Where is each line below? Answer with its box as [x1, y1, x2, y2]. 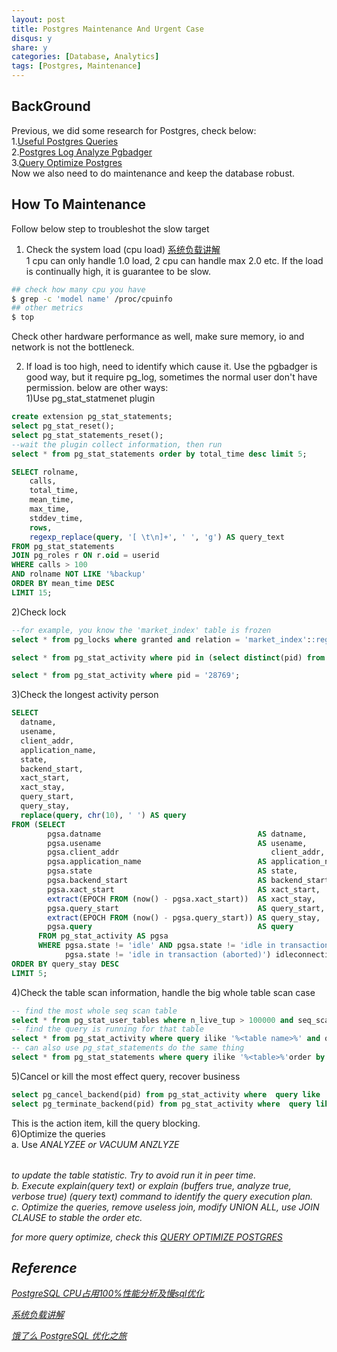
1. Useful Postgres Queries [11, 135, 119, 147]
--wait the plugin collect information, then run [11, 439, 223, 450]
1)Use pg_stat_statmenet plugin [25, 392, 156, 405]
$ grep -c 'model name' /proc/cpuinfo [11, 294, 173, 304]
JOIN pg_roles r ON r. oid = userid [11, 551, 160, 561]
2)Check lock [11, 606, 67, 618]
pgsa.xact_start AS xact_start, [47, 884, 321, 895]
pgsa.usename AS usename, [47, 838, 308, 848]
